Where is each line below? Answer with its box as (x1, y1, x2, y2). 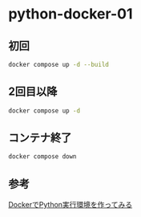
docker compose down (8, 153, 78, 161)
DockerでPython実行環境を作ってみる (8, 200, 133, 210)
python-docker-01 (8, 5, 133, 23)
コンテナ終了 (8, 130, 72, 145)
